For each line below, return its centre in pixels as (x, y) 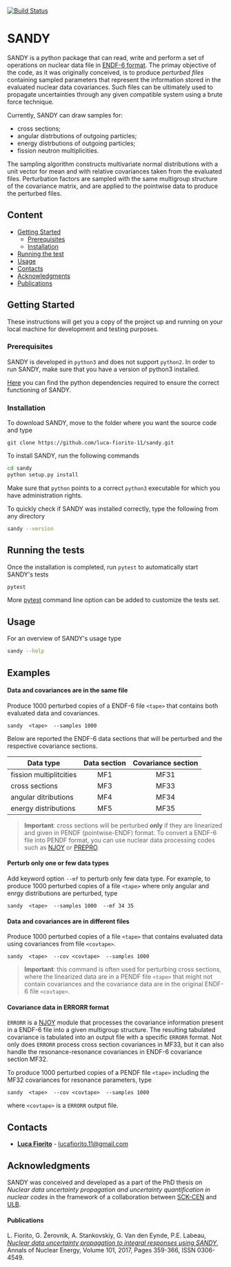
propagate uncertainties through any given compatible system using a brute (115, 94)
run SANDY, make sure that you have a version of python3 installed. (103, 369)
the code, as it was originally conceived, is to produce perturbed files (106, 72)
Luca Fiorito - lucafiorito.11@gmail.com (73, 1144)
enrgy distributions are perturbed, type (62, 893)
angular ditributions (42, 797)
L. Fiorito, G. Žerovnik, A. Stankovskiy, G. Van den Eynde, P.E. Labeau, (107, 1236)
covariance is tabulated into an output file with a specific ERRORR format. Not (114, 1038)
